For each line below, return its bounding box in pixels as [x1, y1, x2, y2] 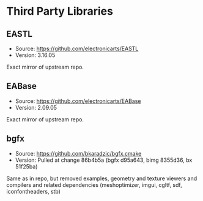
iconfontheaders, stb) [6, 188, 61, 195]
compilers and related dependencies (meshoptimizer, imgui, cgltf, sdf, [6, 181, 182, 188]
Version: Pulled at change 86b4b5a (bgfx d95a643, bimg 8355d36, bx [15, 156, 193, 164]
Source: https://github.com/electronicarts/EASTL [15, 45, 139, 52]
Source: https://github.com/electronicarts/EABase [15, 97, 141, 105]
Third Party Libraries [6, 4, 113, 18]
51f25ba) [15, 162, 38, 170]
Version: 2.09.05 [15, 104, 57, 111]
